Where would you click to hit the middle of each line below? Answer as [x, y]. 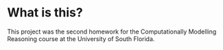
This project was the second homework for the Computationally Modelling [112, 32]
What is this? [45, 13]
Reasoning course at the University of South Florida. [81, 38]
